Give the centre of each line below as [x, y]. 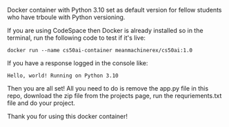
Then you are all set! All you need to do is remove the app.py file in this [108, 88]
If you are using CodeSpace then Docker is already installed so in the [105, 31]
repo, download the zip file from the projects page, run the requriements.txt [114, 96]
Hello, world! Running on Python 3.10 [63, 76]
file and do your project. [41, 103]
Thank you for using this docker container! [68, 116]
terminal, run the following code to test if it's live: [77, 38]
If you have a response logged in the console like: [78, 63]
